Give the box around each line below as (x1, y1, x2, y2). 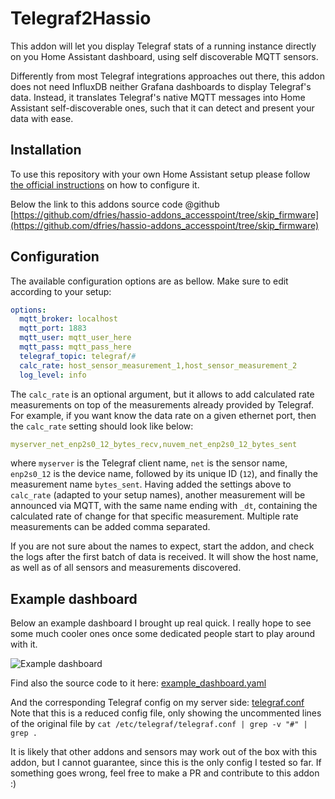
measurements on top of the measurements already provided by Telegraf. (10, 398, 314, 411)
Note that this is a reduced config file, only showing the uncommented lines (10, 707, 322, 719)
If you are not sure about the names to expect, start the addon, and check (10, 540, 315, 552)
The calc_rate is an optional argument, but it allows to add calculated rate (10, 388, 315, 400)
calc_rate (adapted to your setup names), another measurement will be (10, 489, 306, 501)
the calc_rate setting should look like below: (10, 420, 194, 432)
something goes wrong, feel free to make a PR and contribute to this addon (10, 767, 320, 779)
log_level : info (19, 370, 87, 380)
